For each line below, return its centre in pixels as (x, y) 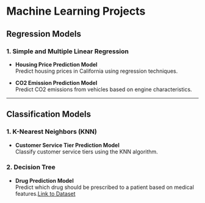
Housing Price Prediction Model (56, 64)
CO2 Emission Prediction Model (56, 83)
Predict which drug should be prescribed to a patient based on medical (104, 187)
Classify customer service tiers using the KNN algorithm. (87, 152)
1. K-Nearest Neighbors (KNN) (52, 131)
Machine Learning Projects (76, 11)
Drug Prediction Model (45, 180)
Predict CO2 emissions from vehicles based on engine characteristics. (103, 89)
